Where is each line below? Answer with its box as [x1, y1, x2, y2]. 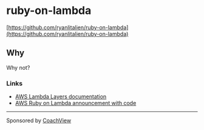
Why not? [6, 64, 30, 71]
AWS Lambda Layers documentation [15, 93, 107, 100]
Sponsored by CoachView [6, 117, 72, 125]
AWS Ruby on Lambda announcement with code [15, 100, 137, 107]
